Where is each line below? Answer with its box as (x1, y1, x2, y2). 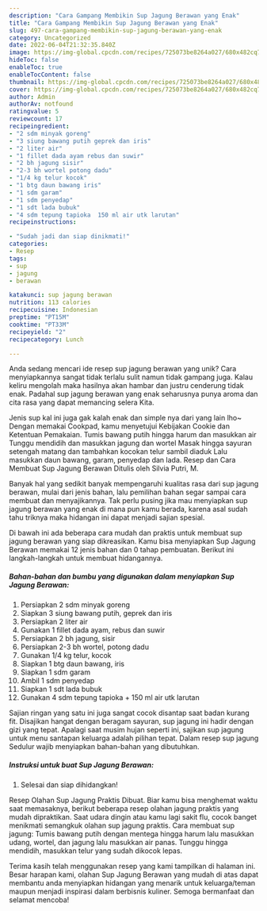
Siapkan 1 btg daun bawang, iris (20, 659, 125, 669)
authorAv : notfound (9, 100, 74, 108)
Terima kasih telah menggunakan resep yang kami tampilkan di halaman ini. (9, 862, 256, 871)
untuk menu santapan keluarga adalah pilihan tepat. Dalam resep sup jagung (9, 733, 259, 743)
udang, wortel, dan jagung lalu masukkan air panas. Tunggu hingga (9, 838, 228, 848)
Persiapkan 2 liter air (20, 617, 88, 627)
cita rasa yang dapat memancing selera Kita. (9, 398, 154, 407)
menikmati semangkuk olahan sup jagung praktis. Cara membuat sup (9, 821, 235, 830)
